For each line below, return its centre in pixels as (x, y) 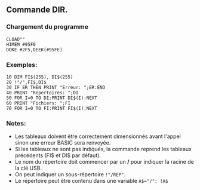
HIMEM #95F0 (21, 44)
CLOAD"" (16, 39)
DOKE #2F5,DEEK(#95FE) (34, 50)
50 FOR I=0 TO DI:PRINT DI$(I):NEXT (52, 98)
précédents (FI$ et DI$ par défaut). (58, 155)
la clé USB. (28, 168)
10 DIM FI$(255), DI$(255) (40, 77)
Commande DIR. (37, 10)
